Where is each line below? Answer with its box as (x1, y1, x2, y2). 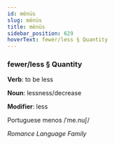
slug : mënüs (7, 17, 42, 24)
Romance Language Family (7, 130, 87, 138)
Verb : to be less (7, 75, 54, 84)
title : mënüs (7, 23, 46, 30)
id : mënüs (7, 10, 36, 18)
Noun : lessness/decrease (7, 89, 82, 97)
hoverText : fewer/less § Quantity (7, 36, 109, 43)
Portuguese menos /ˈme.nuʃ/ (7, 116, 90, 125)
